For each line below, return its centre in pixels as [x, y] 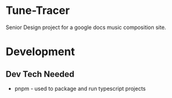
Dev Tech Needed [40, 74]
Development [40, 52]
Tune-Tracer [38, 11]
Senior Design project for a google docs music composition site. [86, 27]
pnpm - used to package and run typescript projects [80, 88]
